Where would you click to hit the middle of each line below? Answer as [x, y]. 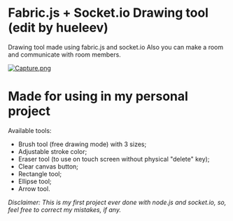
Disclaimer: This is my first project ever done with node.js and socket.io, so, [117, 202]
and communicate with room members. [64, 55]
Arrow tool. [34, 188]
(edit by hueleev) [58, 28]
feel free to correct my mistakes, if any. [65, 209]
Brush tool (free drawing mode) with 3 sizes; [82, 144]
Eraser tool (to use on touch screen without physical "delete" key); [114, 159]
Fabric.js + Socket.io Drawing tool [108, 13]
